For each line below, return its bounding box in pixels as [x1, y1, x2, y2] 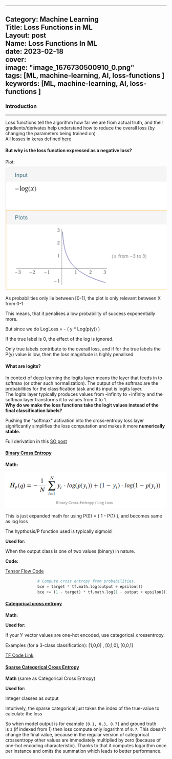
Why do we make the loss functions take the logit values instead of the [5, 402, 159, 408]
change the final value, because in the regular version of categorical [5, 732, 149, 738]
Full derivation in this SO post [5, 438, 68, 445]
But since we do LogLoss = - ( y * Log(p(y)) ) [5, 326, 100, 332]
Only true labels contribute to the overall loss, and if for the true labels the [5, 346, 161, 352]
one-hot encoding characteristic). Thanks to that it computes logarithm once [5, 743, 167, 749]
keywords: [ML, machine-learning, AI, [5, 79, 129, 88]
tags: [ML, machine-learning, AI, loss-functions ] [5, 71, 165, 80]
